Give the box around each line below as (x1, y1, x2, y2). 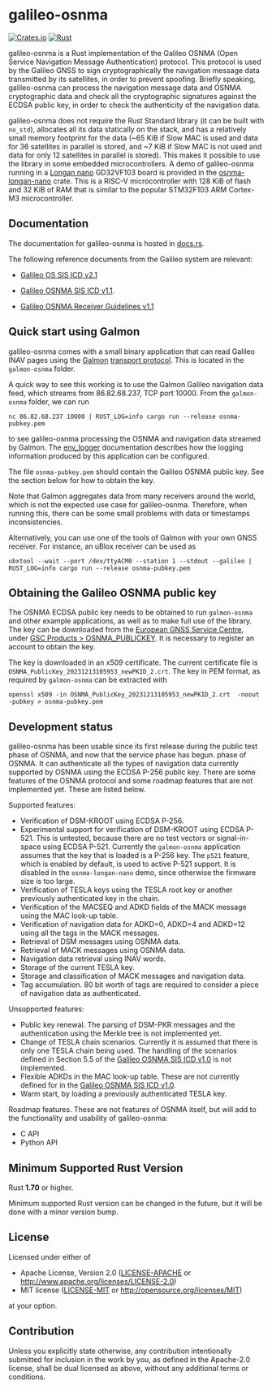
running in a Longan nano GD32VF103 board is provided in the (8, 167, 218, 177)
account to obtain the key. (8, 642, 96, 652)
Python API (19, 1138, 58, 1148)
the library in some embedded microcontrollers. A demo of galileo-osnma (8, 158, 254, 168)
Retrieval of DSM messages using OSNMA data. (19, 937, 181, 946)
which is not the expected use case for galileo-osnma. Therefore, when (8, 499, 248, 509)
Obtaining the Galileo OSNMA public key (8, 586, 217, 600)
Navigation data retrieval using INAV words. (19, 954, 166, 963)
